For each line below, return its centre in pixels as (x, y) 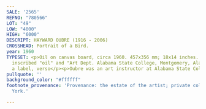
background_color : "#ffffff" (44, 80)
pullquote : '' (25, 74)
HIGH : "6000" (23, 35)
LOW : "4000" (21, 29)
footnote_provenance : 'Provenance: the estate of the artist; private (98, 86)
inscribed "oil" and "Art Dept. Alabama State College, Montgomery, (101, 63)
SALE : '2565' (23, 12)
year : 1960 (20, 52)
